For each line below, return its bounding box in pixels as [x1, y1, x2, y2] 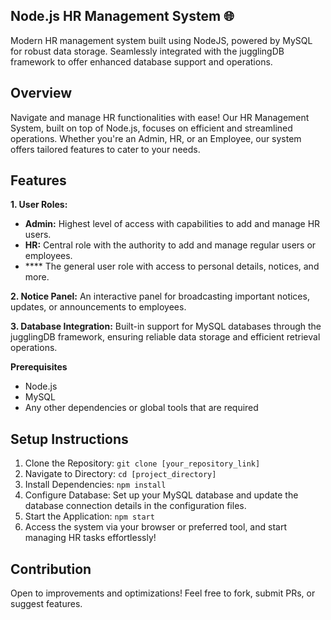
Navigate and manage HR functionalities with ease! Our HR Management [10, 111, 310, 123]
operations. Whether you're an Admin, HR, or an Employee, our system [10, 132, 302, 144]
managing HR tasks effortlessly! [24, 532, 157, 544]
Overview [10, 85, 73, 102]
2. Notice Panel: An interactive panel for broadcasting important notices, [10, 290, 310, 303]
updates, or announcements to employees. [10, 301, 187, 313]
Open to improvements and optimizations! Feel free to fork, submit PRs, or [10, 587, 316, 599]
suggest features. [10, 598, 83, 610]
